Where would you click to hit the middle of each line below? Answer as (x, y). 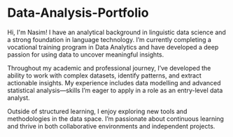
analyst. (19, 98)
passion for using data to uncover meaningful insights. (86, 55)
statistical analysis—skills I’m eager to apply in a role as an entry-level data (115, 90)
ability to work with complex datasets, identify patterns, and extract (104, 75)
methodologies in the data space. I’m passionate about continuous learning (115, 118)
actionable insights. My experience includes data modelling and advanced (114, 82)
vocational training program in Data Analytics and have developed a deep (113, 47)
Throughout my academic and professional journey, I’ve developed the (109, 68)
